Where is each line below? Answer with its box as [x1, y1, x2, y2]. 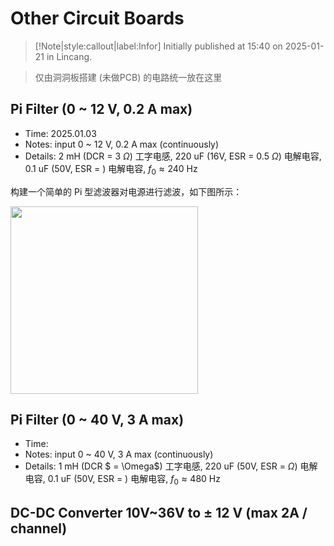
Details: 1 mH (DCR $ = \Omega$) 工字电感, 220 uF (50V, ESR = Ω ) [24, 460, 298, 472]
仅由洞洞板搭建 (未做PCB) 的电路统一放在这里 [34, 71, 223, 83]
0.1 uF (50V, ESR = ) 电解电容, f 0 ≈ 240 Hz [24, 162, 198, 177]
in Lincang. [46, 50, 93, 62]
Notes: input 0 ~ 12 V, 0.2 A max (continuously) [24, 138, 220, 150]
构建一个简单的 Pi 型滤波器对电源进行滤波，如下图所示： [10, 185, 243, 197]
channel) [10, 520, 68, 537]
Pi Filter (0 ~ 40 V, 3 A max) [10, 411, 185, 428]
